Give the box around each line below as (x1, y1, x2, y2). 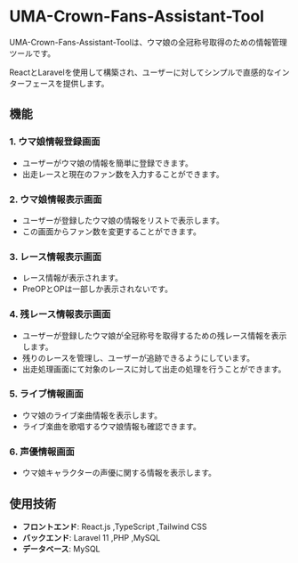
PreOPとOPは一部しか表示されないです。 (21, 283, 173, 295)
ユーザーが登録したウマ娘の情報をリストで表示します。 (21, 215, 225, 225)
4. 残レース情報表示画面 (9, 308, 111, 321)
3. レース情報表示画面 (9, 250, 102, 263)
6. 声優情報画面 (9, 445, 76, 458)
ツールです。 (9, 47, 56, 59)
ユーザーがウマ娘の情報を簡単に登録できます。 (21, 158, 194, 168)
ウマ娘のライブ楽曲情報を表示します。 (21, 410, 163, 420)
